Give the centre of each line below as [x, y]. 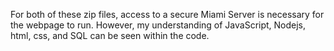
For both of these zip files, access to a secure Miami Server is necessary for [167, 14]
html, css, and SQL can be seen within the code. [110, 35]
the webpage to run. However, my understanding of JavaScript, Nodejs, [158, 25]
